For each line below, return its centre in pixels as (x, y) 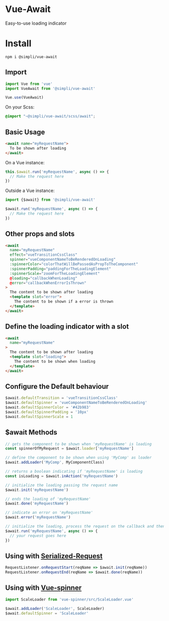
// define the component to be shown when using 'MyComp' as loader (78, 458)
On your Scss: (20, 107)
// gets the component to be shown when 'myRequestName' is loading (78, 444)
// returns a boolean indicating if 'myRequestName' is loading (74, 471)
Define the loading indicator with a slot (67, 327)
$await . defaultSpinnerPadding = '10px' (47, 412)
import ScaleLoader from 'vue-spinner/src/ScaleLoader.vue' (70, 599)
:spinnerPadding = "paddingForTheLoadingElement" (61, 269)
